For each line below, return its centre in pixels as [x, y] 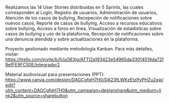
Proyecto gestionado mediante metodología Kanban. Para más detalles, [79, 49]
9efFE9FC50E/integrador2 [33, 65]
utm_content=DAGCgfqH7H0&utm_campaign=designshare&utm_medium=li [83, 90]
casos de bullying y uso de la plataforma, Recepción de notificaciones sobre [84, 34]
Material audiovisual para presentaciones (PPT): [55, 74]
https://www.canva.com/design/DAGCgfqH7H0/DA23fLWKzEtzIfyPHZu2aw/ [84, 80]
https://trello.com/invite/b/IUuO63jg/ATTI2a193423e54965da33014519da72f [85, 59]
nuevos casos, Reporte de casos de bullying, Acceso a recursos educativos [84, 23]
